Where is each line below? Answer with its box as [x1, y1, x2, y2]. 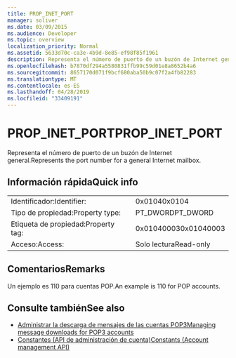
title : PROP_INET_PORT [7, 10, 74, 18]
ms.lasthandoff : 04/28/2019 [7, 88, 90, 95]
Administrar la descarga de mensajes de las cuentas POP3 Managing [17, 321, 216, 329]
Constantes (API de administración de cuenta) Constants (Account [17, 336, 209, 344]
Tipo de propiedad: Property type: [11, 208, 122, 218]
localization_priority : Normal [7, 43, 99, 50]
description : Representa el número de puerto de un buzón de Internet [7, 56, 218, 63]
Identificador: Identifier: [11, 196, 86, 206]
